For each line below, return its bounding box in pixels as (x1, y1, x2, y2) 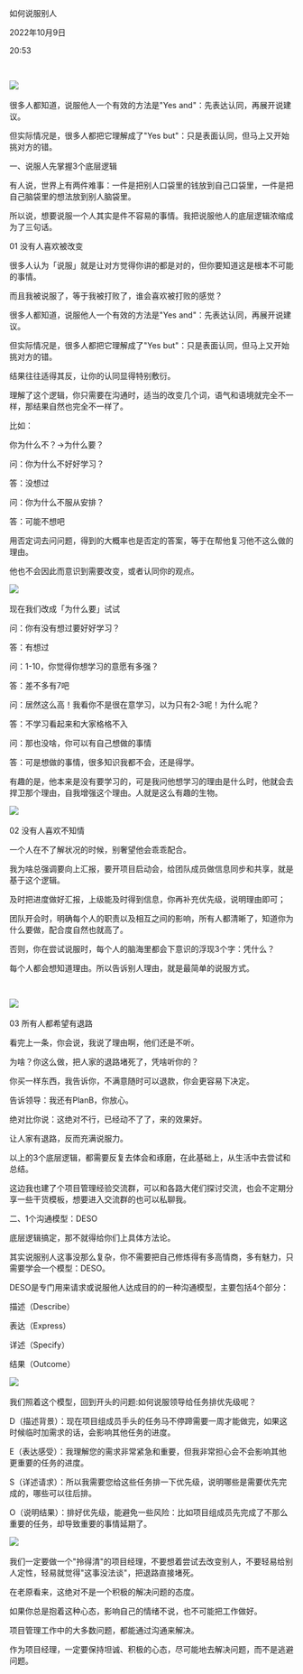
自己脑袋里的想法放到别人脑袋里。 (9, 191, 136, 201)
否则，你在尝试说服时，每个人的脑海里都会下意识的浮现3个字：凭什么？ (9, 944, 275, 954)
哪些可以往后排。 (32, 1488, 96, 1498)
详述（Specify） (9, 1339, 70, 1350)
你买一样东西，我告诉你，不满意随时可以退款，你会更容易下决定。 (9, 1076, 254, 1086)
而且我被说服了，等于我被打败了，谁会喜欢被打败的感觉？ (9, 291, 223, 301)
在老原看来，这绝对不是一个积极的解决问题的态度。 (9, 1586, 199, 1597)
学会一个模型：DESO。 (24, 1262, 111, 1273)
